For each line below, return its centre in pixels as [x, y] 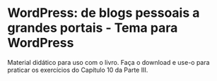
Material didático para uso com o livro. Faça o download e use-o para [108, 62]
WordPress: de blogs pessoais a [104, 13]
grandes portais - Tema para [93, 28]
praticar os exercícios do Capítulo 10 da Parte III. [78, 70]
